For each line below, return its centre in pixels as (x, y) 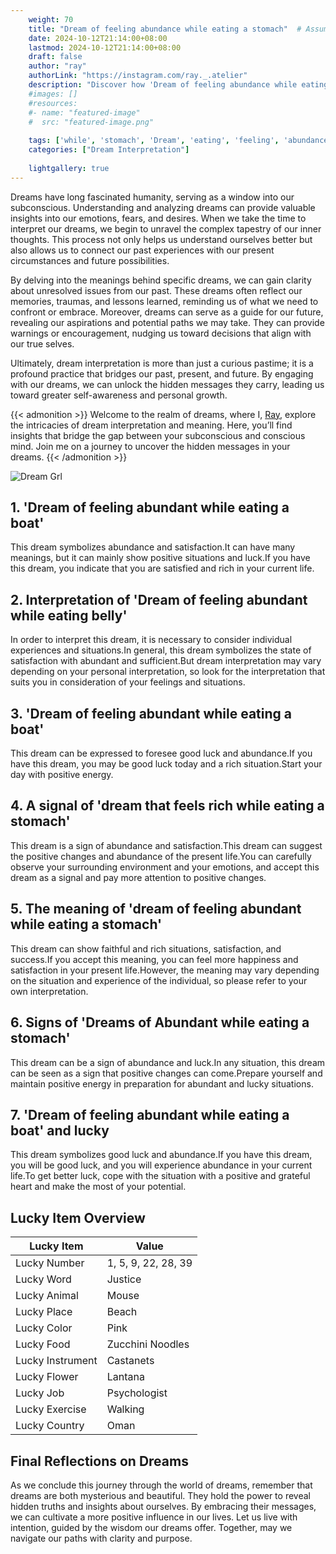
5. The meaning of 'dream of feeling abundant (156, 909)
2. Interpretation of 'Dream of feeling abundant (159, 599)
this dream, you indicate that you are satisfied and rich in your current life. (162, 568)
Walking (125, 1409)
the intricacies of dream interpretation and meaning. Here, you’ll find (151, 425)
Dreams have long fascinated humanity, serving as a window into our (152, 197)
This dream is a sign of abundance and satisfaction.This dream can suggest (166, 845)
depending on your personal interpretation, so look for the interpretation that (168, 672)
